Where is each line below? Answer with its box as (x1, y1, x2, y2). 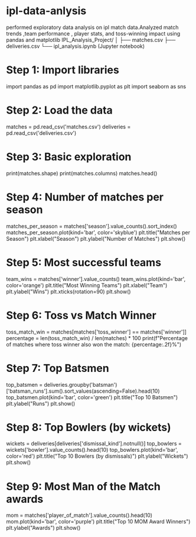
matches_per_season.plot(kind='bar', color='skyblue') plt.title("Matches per (6, 229, 191, 236)
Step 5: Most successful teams (6, 255, 161, 269)
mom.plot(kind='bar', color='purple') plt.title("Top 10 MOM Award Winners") (6, 518, 191, 525)
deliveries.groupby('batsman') (44, 381, 117, 388)
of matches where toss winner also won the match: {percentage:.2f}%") (6, 341, 182, 348)
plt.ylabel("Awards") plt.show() (6, 525, 81, 532)
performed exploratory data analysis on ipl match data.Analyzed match (6, 24, 179, 31)
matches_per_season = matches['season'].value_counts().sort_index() (6, 222, 177, 229)
